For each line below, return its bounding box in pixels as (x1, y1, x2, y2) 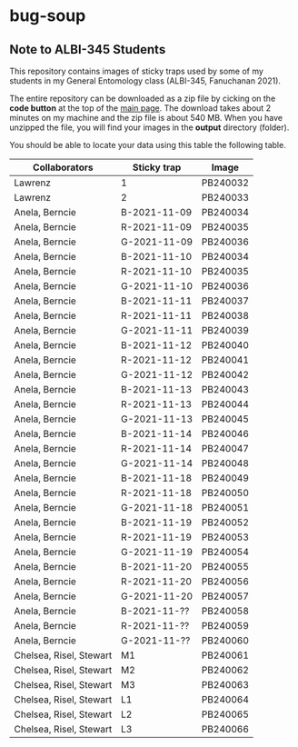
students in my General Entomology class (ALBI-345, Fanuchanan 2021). (9, 75, 282, 86)
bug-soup (9, 5, 86, 26)
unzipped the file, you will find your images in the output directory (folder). (9, 122, 290, 133)
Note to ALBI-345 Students (9, 42, 166, 57)
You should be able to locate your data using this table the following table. (9, 140, 286, 150)
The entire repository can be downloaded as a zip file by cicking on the (9, 93, 276, 104)
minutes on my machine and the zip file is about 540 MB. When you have (9, 113, 283, 123)
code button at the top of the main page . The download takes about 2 (9, 103, 271, 114)
